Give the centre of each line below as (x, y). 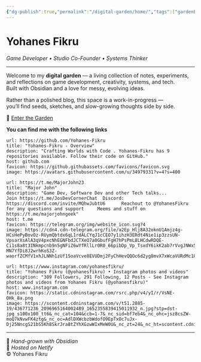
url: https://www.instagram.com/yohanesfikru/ (65, 267)
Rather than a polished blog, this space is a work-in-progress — (85, 100)
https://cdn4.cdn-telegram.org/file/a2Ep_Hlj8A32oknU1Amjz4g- (104, 230)
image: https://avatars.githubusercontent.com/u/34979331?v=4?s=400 (93, 172)
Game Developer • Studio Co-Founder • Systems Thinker (77, 58)
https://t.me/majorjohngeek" (42, 214)
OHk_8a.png (20, 298)
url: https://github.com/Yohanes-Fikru (56, 140)
